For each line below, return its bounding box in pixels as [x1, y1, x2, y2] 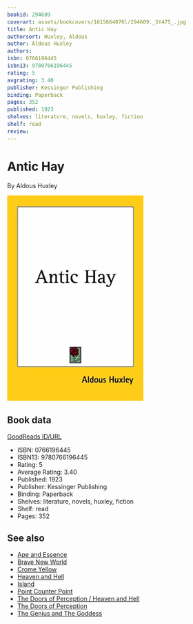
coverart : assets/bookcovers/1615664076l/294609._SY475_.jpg [7, 18, 187, 26]
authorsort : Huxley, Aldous [7, 33, 88, 40]
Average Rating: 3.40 [17, 468, 77, 477]
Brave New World [17, 558, 68, 567]
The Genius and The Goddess [17, 609, 103, 618]
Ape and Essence [17, 551, 68, 559]
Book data [7, 414, 52, 425]
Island [17, 580, 35, 588]
